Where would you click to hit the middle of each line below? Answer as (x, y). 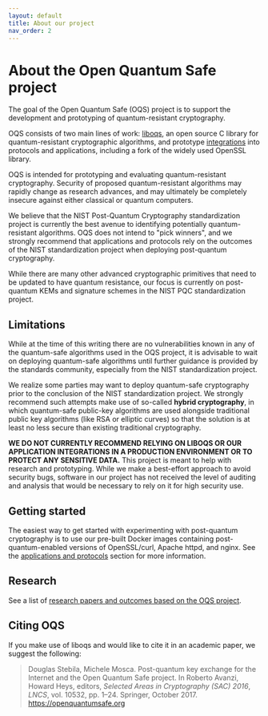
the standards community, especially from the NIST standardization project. (133, 370)
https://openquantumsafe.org (76, 703)
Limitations (37, 324)
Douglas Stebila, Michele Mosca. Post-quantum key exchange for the (142, 669)
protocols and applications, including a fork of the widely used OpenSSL (127, 151)
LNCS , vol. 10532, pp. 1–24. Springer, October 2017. (112, 694)
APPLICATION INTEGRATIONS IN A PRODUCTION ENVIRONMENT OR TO (130, 452)
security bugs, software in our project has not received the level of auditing (132, 477)
